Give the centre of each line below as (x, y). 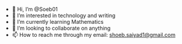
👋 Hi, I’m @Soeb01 (35, 9)
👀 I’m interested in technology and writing (64, 15)
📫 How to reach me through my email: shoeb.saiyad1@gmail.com (94, 35)
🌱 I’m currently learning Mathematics (58, 22)
